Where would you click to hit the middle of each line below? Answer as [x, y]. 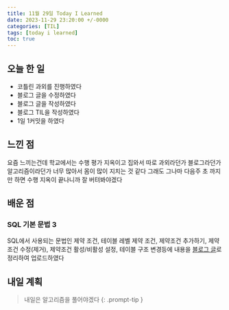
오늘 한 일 [26, 68]
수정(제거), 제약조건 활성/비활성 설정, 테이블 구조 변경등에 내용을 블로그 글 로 [121, 250]
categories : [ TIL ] [33, 26]
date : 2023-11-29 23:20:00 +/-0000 [58, 20]
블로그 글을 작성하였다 [47, 103]
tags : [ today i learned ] [43, 33]
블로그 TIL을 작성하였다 [48, 112]
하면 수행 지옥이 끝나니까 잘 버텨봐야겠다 [68, 179]
